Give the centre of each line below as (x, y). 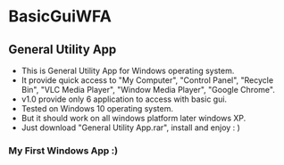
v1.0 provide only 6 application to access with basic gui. (124, 99)
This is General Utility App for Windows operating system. (128, 70)
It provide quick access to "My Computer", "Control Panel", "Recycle (147, 80)
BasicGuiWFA (60, 16)
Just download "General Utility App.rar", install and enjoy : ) (130, 128)
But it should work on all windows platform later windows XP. (134, 118)
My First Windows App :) (63, 151)
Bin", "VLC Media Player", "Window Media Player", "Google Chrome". (148, 90)
